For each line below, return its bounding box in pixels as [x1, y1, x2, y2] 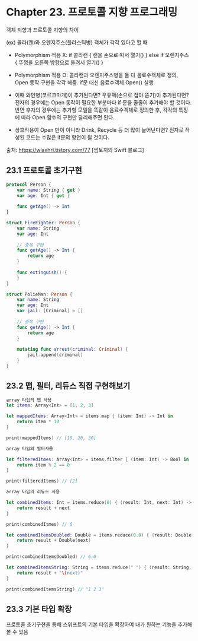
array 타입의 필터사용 [6, 446, 53, 452]
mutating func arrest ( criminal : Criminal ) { [17, 347, 128, 353]
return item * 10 [17, 419, 60, 425]
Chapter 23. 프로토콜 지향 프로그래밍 [6, 5, 178, 19]
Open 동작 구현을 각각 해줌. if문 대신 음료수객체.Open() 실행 [14, 78, 154, 86]
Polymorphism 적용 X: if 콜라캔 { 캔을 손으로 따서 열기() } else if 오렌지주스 [14, 51, 189, 58]
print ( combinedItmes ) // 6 [6, 521, 73, 527]
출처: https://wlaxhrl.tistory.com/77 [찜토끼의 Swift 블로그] [6, 146, 144, 153]
